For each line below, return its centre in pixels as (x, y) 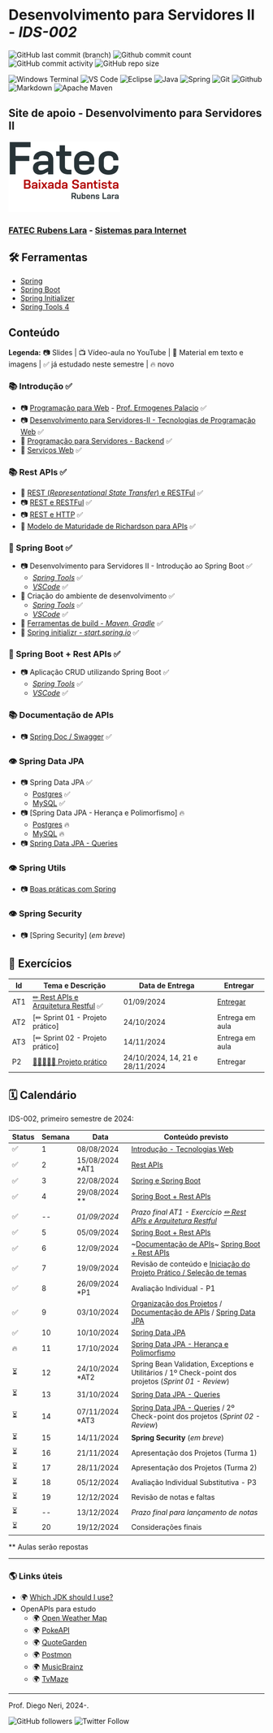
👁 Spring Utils (37, 868)
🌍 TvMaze (50, 1679)
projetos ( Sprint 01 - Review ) (180, 1381)
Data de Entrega (167, 985)
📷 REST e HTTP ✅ (52, 515)
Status (23, 1136)
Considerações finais (167, 1527)
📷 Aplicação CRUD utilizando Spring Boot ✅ (95, 672)
